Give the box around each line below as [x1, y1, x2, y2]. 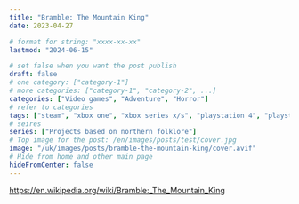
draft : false [9, 70, 58, 79]
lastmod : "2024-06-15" [9, 45, 93, 54]
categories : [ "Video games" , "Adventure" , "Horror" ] [9, 94, 209, 103]
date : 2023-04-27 [9, 21, 74, 30]
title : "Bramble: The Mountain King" [9, 12, 149, 22]
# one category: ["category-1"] [9, 78, 129, 87]
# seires [9, 119, 42, 129]
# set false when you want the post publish [9, 61, 177, 71]
